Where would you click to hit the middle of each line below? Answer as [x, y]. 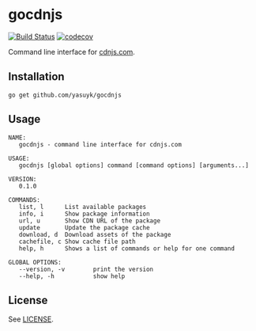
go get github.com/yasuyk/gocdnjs [65, 95]
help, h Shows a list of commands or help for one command [127, 248]
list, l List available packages [83, 207]
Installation [36, 77]
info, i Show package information [84, 214]
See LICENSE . [31, 319]
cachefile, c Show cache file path [77, 242]
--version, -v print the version [86, 269]
